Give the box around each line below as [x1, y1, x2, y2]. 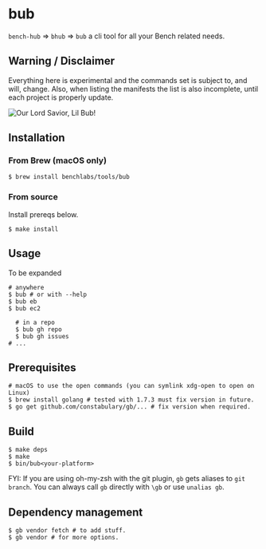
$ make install [8, 225, 59, 233]
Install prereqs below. [8, 209, 79, 219]
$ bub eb [8, 297, 37, 306]
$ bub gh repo [15, 325, 62, 334]
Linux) [8, 389, 30, 397]
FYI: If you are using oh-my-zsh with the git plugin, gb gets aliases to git [8, 474, 245, 484]
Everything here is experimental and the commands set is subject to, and [8, 75, 248, 85]
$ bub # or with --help [8, 290, 88, 298]
